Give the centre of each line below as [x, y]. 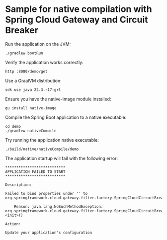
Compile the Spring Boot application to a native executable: [66, 117]
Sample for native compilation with [79, 9]
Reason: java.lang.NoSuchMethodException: [59, 206]
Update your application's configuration [49, 233]
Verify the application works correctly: [44, 62]
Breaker [22, 30]
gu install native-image [31, 108]
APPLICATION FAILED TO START [35, 172]
